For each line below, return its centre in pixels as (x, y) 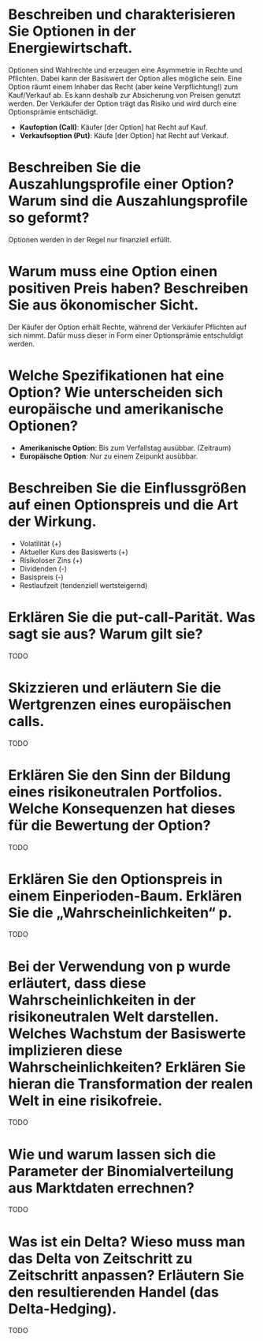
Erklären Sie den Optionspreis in (115, 879)
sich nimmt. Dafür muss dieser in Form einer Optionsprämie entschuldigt (126, 335)
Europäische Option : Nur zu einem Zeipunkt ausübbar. (109, 456)
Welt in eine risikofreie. (85, 1101)
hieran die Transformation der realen (131, 1084)
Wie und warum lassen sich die (112, 1154)
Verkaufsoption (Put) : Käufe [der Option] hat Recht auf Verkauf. (124, 135)
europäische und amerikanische (116, 409)
